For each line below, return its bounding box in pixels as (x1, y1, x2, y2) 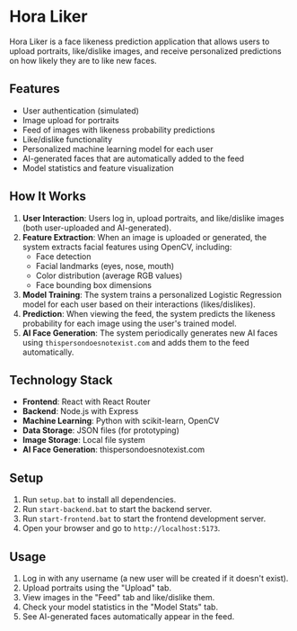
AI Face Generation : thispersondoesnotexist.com (22, 444, 205, 455)
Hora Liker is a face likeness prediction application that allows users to (9, 36, 270, 47)
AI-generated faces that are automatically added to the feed (22, 153, 245, 164)
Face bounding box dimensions (35, 279, 153, 290)
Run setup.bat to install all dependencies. (22, 494, 177, 505)
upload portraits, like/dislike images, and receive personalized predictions (9, 45, 282, 56)
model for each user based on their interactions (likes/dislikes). (22, 299, 256, 310)
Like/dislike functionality (22, 133, 113, 145)
